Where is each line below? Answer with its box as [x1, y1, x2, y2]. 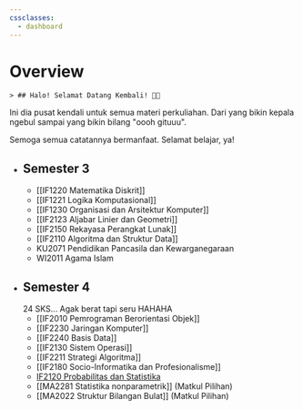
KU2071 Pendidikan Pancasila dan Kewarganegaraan [35, 243, 235, 254]
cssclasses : [9, 13, 55, 23]
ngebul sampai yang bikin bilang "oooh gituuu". [9, 117, 187, 128]
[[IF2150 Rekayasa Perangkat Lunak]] [35, 224, 177, 235]
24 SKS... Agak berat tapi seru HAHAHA [22, 303, 173, 314]
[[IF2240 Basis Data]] [35, 333, 117, 343]
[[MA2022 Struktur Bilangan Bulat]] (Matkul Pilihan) [35, 391, 229, 402]
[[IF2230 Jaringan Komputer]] [35, 323, 149, 333]
